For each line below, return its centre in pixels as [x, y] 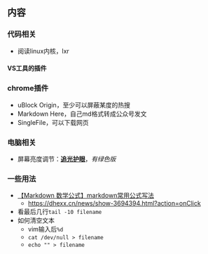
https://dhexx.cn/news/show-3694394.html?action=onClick [114, 203]
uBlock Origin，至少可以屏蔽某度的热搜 [74, 105]
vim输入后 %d [46, 229]
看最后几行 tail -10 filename [60, 212]
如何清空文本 [36, 220]
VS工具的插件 [27, 68]
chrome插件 [28, 88]
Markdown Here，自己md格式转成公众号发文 [82, 114]
